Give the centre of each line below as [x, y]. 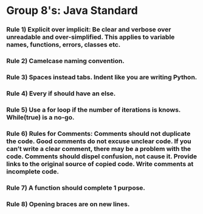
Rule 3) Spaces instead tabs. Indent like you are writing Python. [102, 77]
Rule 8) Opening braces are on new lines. [68, 204]
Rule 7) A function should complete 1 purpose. [76, 187]
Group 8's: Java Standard [72, 11]
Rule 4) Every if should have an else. [61, 93]
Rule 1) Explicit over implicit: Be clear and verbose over [89, 30]
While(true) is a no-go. [40, 117]
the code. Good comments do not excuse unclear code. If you [99, 141]
